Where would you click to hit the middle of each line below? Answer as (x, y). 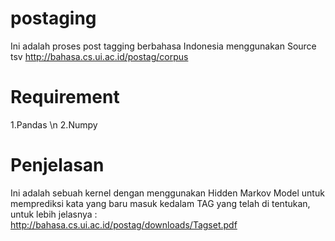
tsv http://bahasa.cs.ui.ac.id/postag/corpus (99, 56)
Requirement (65, 97)
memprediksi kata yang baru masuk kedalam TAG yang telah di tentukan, (160, 203)
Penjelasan (57, 165)
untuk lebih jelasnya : (54, 214)
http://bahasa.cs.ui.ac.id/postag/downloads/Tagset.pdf (124, 224)
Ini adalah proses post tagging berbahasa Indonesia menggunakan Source (163, 46)
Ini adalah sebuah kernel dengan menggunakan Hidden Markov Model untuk (167, 193)
